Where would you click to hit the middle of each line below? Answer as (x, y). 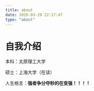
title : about (19, 10)
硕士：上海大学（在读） (30, 73)
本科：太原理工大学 (26, 61)
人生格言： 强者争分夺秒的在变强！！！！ (48, 83)
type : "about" (20, 19)
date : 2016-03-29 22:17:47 (34, 15)
